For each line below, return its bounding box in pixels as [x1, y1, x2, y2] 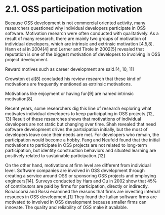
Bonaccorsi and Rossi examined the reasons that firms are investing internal [5, 188, 160, 194]
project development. [5, 56, 48, 62]
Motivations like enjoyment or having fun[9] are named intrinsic [5, 90, 134, 96]
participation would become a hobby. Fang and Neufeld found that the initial [5, 137, 160, 143]
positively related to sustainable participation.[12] [5, 152, 105, 159]
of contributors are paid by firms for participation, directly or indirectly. [5, 183, 149, 189]
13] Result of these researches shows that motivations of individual [5, 116, 142, 122]
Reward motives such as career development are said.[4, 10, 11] [5, 66, 134, 72]
